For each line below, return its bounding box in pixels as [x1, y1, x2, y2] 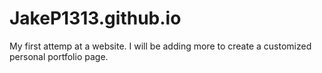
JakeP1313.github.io [9, 7, 182, 30]
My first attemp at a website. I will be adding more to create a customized [9, 40, 312, 52]
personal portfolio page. [9, 50, 109, 62]
